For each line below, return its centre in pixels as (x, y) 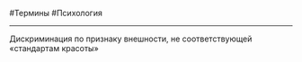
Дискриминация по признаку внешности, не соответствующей (131, 39)
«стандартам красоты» (54, 48)
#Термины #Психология (56, 13)
